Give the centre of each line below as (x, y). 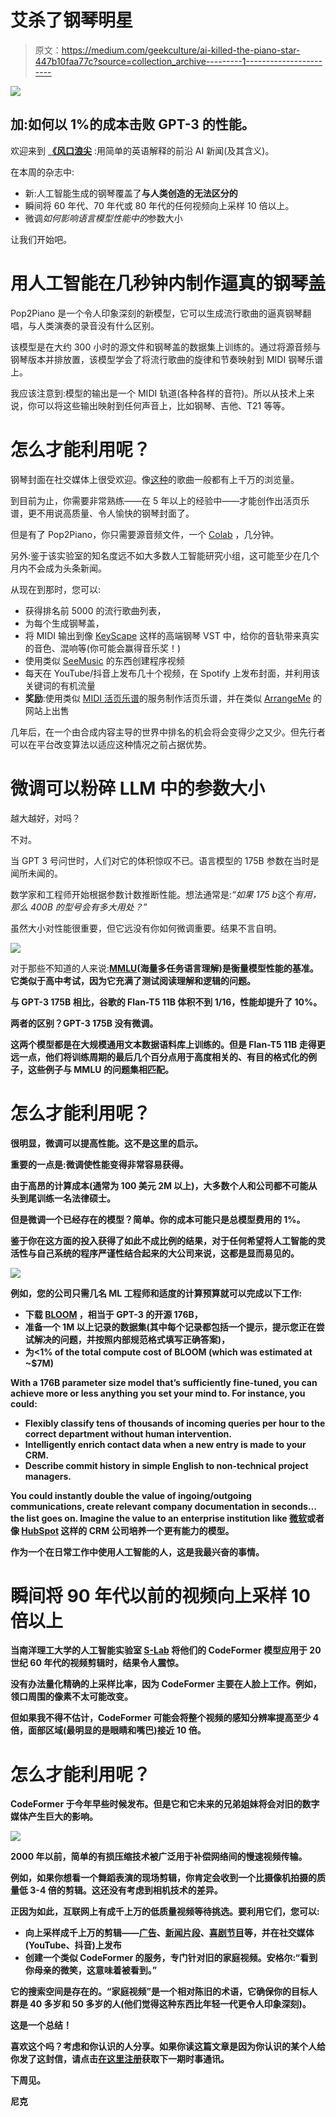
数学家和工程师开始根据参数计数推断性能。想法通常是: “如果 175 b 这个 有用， (166, 894)
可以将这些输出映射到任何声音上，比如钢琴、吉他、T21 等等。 (163, 405)
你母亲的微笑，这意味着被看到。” (91, 1970)
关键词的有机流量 (60, 685)
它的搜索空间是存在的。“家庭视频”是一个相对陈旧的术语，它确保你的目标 (160, 1992)
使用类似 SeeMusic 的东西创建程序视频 (104, 660)
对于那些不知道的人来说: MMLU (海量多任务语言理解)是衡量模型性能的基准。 (164, 968)
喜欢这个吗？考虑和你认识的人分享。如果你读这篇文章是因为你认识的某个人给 (168, 2047)
